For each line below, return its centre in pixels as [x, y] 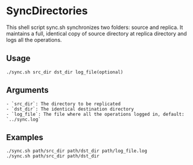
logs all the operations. [34, 40]
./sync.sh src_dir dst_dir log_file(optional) [65, 72]
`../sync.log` [24, 119]
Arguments [28, 90]
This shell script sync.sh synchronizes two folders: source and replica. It [95, 27]
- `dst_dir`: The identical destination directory [70, 109]
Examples [25, 137]
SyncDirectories [47, 11]
